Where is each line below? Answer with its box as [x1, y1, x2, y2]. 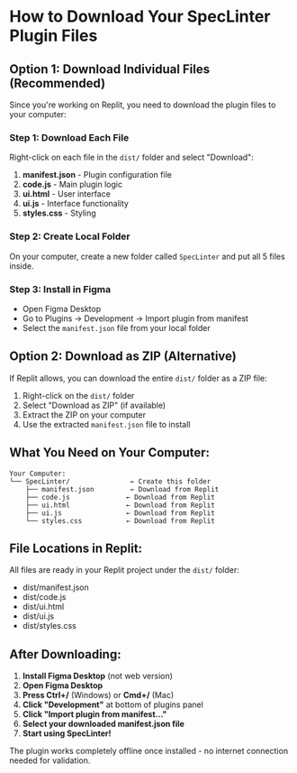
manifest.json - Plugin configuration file [22, 170, 173, 180]
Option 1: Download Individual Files [9, 61, 210, 77]
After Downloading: [9, 647, 121, 662]
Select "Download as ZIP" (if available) [22, 400, 166, 410]
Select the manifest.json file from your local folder [22, 322, 211, 333]
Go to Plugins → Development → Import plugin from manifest [22, 313, 249, 324]
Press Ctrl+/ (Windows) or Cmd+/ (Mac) [22, 690, 174, 701]
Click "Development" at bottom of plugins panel [22, 699, 204, 710]
